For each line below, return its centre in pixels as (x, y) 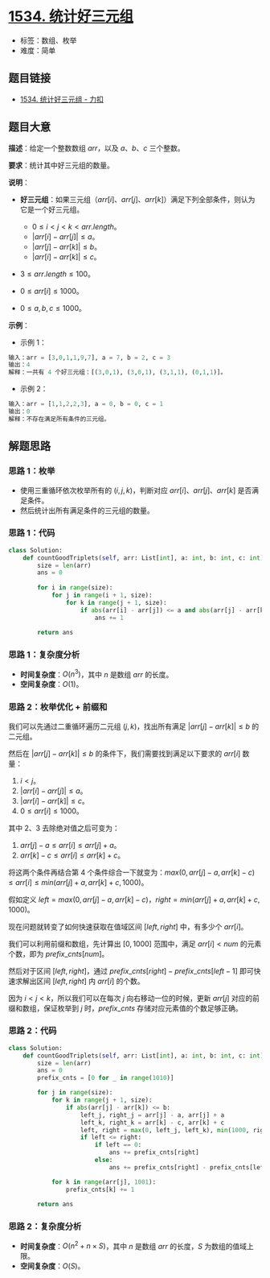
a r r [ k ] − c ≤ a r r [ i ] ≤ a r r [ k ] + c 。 (72, 855)
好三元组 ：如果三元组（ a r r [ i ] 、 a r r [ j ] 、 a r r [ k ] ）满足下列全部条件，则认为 (137, 199)
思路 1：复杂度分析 (44, 655)
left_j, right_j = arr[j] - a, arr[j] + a (152, 1115)
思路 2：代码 (33, 1031)
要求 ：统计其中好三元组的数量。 (61, 165)
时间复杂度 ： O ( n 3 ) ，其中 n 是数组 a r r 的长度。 (96, 673)
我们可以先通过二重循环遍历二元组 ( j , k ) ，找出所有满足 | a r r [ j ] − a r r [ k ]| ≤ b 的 (134, 726)
